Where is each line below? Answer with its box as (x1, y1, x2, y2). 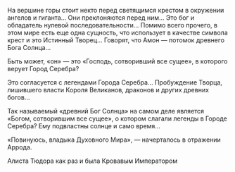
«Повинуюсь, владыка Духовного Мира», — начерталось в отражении (7, 135, 222, 144)
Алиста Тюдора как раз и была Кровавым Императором (7, 156, 178, 165)
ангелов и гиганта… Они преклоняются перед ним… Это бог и (7, 13, 195, 22)
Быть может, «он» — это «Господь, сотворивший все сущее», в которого (7, 57, 228, 66)
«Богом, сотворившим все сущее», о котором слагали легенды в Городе (7, 114, 227, 123)
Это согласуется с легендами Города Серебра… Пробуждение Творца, (7, 78, 223, 87)
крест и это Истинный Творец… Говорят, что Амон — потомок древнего (7, 36, 225, 44)
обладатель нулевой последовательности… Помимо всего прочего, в (7, 21, 218, 29)
